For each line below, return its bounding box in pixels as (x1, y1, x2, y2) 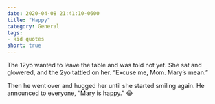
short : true (7, 42, 41, 49)
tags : (7, 29, 23, 37)
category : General (7, 23, 60, 30)
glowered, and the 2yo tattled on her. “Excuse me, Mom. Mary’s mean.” (7, 68, 208, 76)
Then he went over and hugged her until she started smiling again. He (7, 82, 205, 90)
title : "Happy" (7, 17, 51, 23)
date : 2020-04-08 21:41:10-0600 (7, 10, 100, 17)
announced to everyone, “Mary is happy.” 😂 (7, 89, 133, 97)
